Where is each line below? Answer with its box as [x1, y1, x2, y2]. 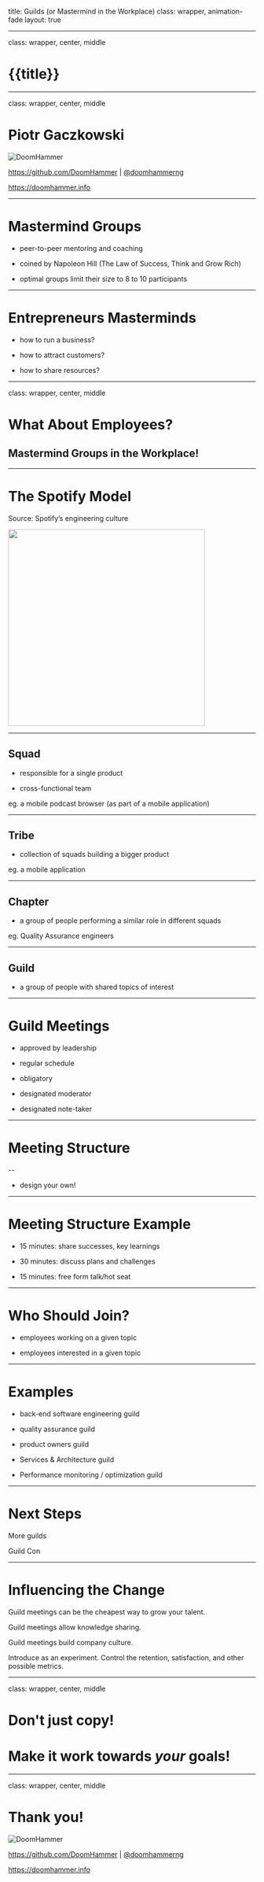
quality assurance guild [19, 1424, 96, 1434]
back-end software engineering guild [19, 1408, 140, 1419]
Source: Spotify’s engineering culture [8, 513, 129, 522]
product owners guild [19, 1439, 90, 1448]
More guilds [8, 1530, 47, 1541]
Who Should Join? [8, 1306, 130, 1324]
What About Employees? [8, 415, 174, 434]
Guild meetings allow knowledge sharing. [8, 1622, 141, 1632]
